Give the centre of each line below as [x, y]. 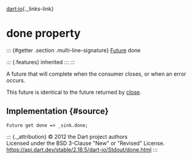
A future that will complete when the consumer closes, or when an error [96, 74]
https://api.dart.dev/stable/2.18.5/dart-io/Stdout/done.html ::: [82, 149]
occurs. [16, 80]
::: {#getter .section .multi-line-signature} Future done [74, 50]
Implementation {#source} [58, 111]
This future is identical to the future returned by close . [74, 92]
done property [43, 34]
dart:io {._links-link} [30, 9]
